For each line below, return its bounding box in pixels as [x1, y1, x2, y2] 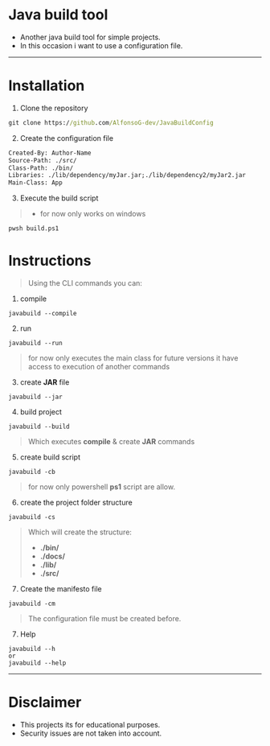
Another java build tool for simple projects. [19, 32, 161, 42]
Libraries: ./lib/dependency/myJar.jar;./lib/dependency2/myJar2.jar [8, 171, 247, 179]
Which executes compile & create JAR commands [27, 436, 195, 446]
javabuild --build [8, 422, 70, 431]
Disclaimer [8, 694, 82, 711]
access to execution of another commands [27, 361, 170, 371]
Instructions [8, 252, 92, 270]
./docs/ [39, 551, 66, 561]
